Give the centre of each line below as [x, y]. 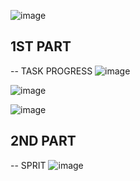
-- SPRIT [28, 165]
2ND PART [43, 141]
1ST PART [41, 46]
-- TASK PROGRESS [51, 71]
